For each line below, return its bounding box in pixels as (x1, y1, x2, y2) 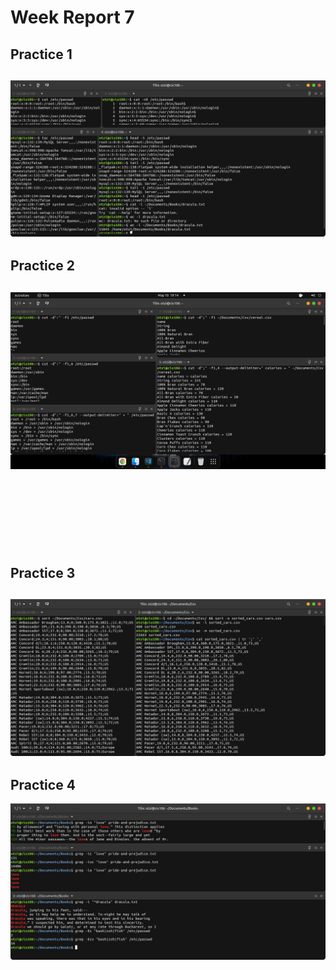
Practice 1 (10, 46, 73, 63)
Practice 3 (10, 565, 76, 582)
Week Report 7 (10, 6, 135, 29)
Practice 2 (10, 257, 75, 275)
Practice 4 (10, 776, 76, 793)
